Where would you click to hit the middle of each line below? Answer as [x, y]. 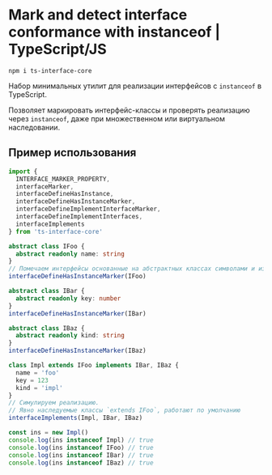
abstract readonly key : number [68, 298]
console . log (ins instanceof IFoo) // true [81, 447]
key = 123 [32, 380]
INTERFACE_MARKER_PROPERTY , [63, 179]
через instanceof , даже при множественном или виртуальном [117, 118]
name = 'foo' [38, 373]
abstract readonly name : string [70, 254]
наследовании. [34, 127]
